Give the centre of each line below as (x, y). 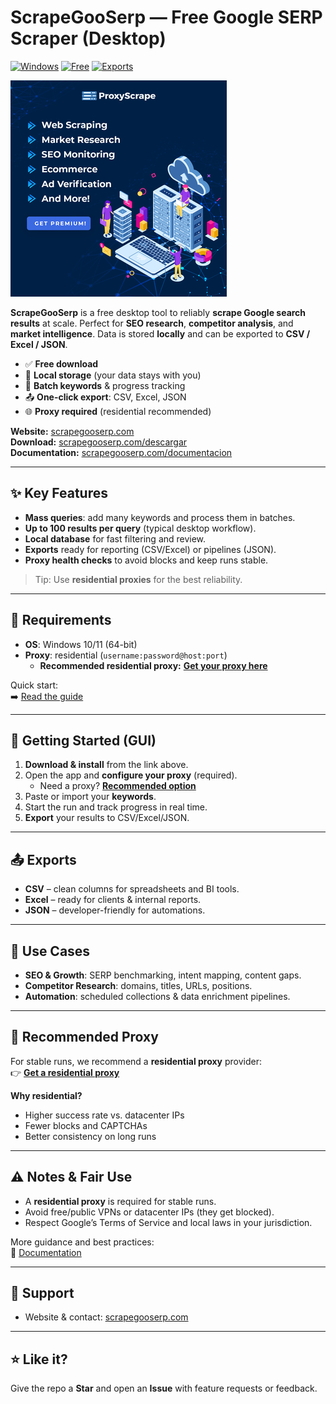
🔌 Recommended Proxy (84, 1037)
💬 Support (42, 1293)
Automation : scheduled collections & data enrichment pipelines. (157, 996)
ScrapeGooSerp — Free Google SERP (166, 17)
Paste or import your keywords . (90, 797)
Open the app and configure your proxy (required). (131, 775)
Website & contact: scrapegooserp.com (106, 1317)
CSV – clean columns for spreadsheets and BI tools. (132, 889)
